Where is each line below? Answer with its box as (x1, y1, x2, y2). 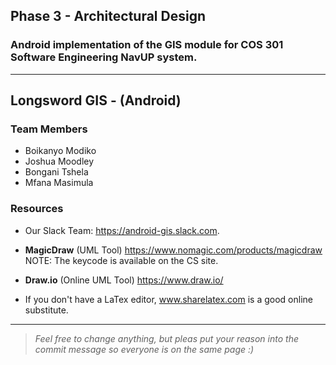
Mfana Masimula (24, 177, 94, 189)
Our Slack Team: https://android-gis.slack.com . (24, 224, 220, 236)
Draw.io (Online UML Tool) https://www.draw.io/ (24, 274, 224, 286)
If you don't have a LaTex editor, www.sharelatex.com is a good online (24, 293, 314, 305)
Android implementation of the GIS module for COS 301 (10, 38, 284, 52)
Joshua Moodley (24, 155, 95, 168)
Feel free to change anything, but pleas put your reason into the (34, 332, 299, 344)
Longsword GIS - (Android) (10, 92, 182, 109)
